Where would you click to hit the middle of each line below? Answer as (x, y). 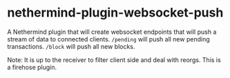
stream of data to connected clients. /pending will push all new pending (109, 39)
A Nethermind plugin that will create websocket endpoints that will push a (112, 32)
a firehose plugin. (32, 67)
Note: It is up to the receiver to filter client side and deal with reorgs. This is (114, 59)
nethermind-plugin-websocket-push (115, 13)
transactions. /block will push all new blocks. (71, 46)
